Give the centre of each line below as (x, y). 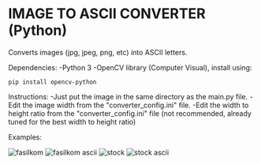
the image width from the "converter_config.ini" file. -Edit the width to (136, 105)
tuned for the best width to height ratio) (72, 121)
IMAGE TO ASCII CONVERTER (107, 14)
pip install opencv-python (52, 82)
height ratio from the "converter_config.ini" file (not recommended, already (130, 113)
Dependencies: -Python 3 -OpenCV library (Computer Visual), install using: (130, 67)
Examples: (25, 137)
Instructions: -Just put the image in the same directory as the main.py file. (128, 96)
